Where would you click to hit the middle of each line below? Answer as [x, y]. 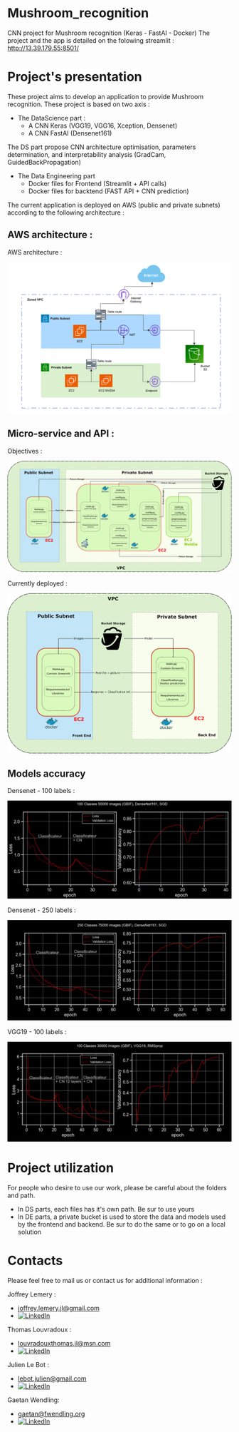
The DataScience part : [52, 118]
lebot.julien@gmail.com [52, 1379]
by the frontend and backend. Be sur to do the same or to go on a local [121, 1224]
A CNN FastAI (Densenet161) [70, 133]
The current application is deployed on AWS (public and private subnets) [114, 205]
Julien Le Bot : [28, 1364]
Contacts [35, 1261]
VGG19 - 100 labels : [37, 1031]
